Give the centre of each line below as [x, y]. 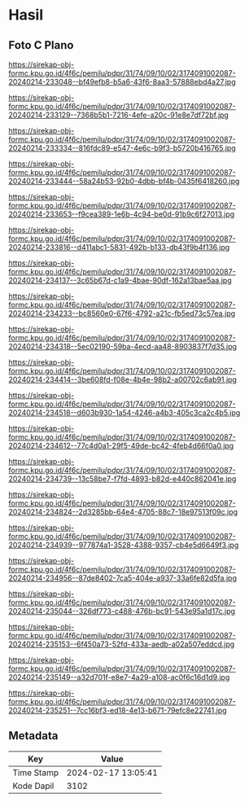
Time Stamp [36, 773]
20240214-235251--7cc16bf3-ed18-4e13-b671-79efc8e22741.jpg [118, 710]
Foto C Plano [41, 45]
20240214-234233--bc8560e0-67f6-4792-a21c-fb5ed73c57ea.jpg [122, 313]
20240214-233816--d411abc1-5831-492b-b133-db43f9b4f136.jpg [119, 247]
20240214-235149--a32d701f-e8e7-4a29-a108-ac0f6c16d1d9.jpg [119, 677]
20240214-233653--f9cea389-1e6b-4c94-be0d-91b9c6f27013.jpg [122, 214]
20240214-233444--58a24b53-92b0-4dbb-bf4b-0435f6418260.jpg [124, 181]
